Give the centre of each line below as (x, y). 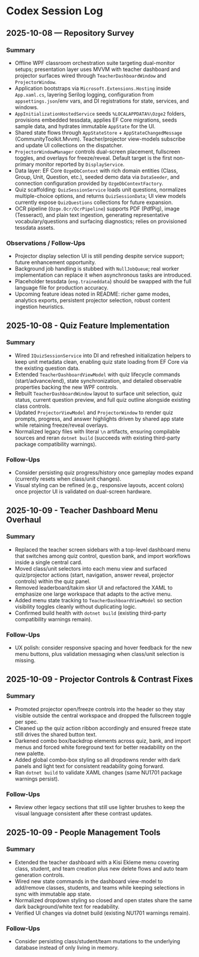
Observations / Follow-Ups (46, 243)
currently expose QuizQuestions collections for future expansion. (94, 202)
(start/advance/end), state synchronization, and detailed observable (98, 380)
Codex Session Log (55, 11)
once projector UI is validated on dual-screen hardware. (83, 492)
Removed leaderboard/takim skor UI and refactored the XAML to (94, 587)
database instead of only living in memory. (67, 948)
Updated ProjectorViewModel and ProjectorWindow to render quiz (94, 412)
